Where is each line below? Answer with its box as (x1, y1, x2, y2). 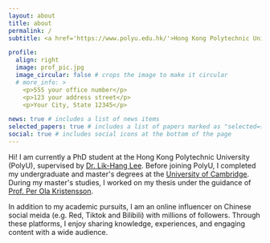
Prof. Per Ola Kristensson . (8, 186, 94, 196)
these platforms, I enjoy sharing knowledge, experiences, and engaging (8, 218, 246, 229)
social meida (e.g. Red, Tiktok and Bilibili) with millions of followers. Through (8, 210, 261, 220)
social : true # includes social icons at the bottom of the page (8, 130, 231, 139)
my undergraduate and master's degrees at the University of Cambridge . (8, 169, 250, 179)
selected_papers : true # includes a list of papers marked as (8, 123, 221, 131)
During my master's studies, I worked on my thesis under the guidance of (8, 177, 252, 187)
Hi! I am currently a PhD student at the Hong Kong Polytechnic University (8, 152, 251, 161)
